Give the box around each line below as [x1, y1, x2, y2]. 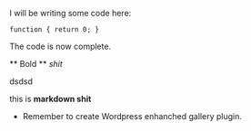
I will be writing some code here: [9, 8, 132, 18]
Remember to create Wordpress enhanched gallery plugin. [22, 111, 243, 121]
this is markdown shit [9, 94, 92, 104]
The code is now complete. [9, 41, 112, 51]
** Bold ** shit [9, 59, 64, 69]
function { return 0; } [9, 25, 100, 34]
